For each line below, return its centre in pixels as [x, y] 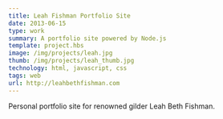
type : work [26, 31]
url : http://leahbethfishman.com [64, 83]
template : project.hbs [46, 46]
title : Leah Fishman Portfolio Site [69, 16]
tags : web [25, 76]
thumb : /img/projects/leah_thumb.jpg [71, 61]
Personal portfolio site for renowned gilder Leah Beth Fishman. [111, 106]
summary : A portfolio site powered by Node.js [87, 38]
